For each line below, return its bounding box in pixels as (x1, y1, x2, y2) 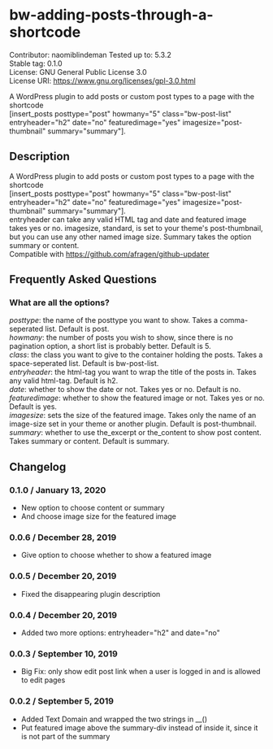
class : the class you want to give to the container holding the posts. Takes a (9, 350, 263, 359)
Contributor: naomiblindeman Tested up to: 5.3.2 (9, 50, 171, 59)
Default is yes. (9, 402, 58, 412)
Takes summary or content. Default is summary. (9, 437, 170, 446)
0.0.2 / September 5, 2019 (9, 695, 115, 707)
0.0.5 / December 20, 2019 (9, 571, 117, 582)
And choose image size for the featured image (20, 512, 177, 521)
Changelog (9, 459, 67, 473)
